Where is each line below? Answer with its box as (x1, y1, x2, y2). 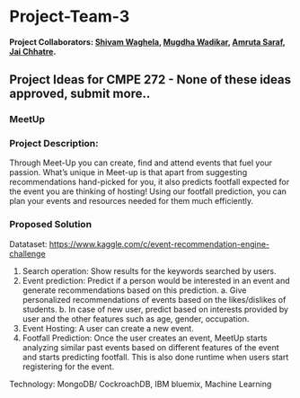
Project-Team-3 (9, 6, 130, 27)
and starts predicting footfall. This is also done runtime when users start (22, 351, 289, 362)
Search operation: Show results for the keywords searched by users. (22, 265, 277, 276)
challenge (9, 248, 47, 259)
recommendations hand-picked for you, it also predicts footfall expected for (9, 177, 290, 188)
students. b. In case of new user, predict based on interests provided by (22, 304, 289, 314)
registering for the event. (22, 361, 115, 372)
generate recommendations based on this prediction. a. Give (22, 285, 247, 296)
